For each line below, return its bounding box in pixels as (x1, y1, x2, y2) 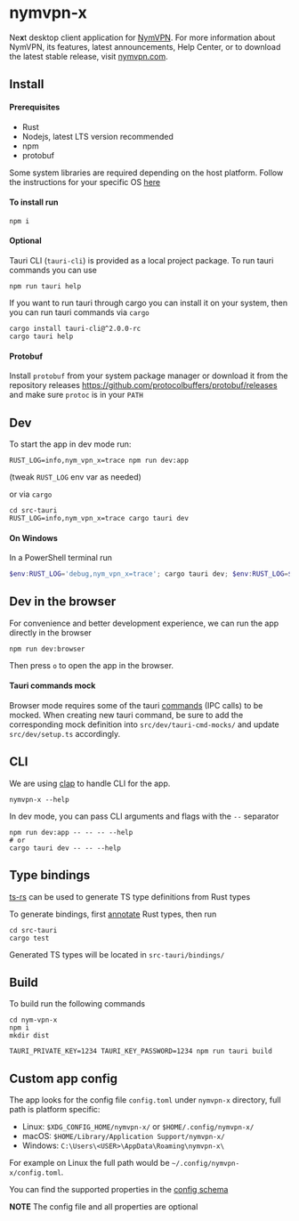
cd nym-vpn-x (9, 1015, 58, 1025)
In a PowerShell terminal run (9, 553, 113, 563)
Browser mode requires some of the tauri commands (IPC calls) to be (9, 700, 263, 711)
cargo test (9, 934, 50, 942)
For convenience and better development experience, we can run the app (9, 618, 279, 628)
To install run (9, 197, 59, 207)
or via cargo (9, 489, 53, 499)
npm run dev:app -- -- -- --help (9, 828, 133, 837)
